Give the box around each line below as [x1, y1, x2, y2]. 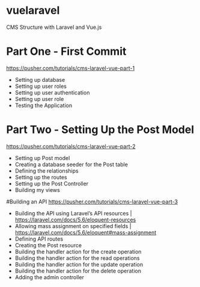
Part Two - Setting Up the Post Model [6, 123, 194, 137]
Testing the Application [14, 102, 73, 109]
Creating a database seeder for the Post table [14, 161, 128, 168]
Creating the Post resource [14, 241, 82, 248]
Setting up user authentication [14, 88, 90, 96]
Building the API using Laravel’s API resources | [14, 209, 132, 217]
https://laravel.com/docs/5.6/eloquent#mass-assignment [14, 229, 157, 236]
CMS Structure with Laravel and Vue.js [6, 23, 102, 31]
